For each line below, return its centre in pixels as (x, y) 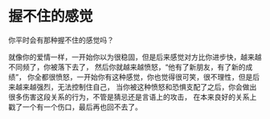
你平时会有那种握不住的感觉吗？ (61, 40)
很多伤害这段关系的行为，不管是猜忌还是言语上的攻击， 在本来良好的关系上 (133, 97)
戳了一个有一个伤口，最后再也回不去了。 (75, 107)
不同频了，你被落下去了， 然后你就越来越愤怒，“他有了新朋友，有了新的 (127, 67)
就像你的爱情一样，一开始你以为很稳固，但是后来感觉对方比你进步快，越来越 (135, 57)
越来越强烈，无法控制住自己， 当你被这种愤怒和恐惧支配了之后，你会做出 (136, 87)
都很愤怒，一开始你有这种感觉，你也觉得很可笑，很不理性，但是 (147, 77)
